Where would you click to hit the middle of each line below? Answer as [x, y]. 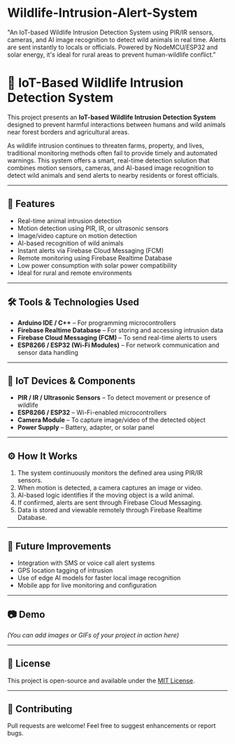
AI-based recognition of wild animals [70, 243]
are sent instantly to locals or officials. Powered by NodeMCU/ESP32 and [113, 47]
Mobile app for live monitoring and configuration [87, 585]
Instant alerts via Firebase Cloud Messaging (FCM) [91, 251]
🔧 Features [31, 204]
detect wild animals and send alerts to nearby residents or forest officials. [113, 175]
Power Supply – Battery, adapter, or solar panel [86, 428]
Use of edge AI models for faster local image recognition [99, 577]
